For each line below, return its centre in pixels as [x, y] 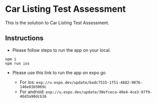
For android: [32, 92]
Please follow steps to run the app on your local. [61, 50]
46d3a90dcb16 [33, 96]
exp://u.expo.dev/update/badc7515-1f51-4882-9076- [89, 82]
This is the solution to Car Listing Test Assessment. [57, 23]
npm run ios [17, 63]
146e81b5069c [33, 87]
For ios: [27, 82]
